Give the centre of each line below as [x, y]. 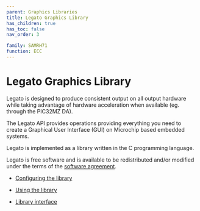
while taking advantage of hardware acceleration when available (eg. [93, 105]
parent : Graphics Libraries [42, 12]
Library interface [36, 201]
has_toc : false [26, 29]
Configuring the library [44, 178]
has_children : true [31, 23]
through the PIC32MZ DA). [40, 111]
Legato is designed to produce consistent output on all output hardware [96, 98]
